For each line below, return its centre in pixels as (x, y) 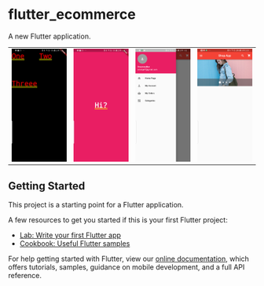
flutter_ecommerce (72, 15)
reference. (25, 276)
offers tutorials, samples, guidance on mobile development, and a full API (126, 267)
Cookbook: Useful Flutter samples (75, 244)
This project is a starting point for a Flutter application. (96, 205)
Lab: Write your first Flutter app (70, 235)
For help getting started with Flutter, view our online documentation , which (129, 259)
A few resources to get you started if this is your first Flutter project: (118, 220)
